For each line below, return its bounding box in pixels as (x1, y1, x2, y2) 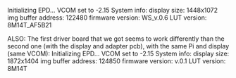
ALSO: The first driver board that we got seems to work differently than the (7, 34, 225, 43)
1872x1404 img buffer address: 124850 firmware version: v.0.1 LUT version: (7, 57, 226, 65)
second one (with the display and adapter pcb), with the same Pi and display (7, 42, 230, 50)
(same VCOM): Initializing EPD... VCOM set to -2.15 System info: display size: (7, 49, 230, 58)
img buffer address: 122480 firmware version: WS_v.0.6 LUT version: (7, 13, 207, 22)
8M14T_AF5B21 (7, 21, 52, 29)
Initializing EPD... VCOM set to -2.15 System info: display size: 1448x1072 (7, 6, 218, 14)
